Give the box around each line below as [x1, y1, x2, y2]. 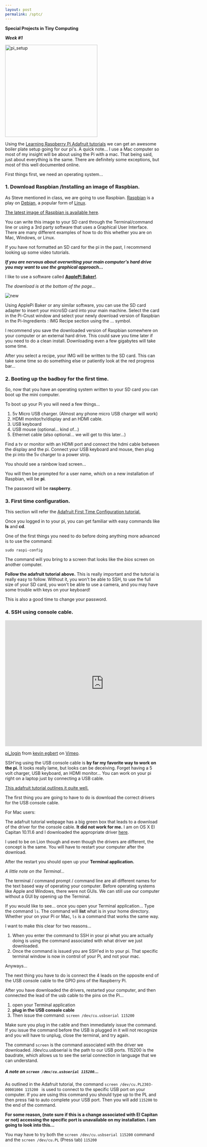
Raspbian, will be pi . [5, 476, 46, 482]
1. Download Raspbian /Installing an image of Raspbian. [5, 183, 140, 190]
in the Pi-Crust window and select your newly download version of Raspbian [5, 313, 160, 319]
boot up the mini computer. [5, 392, 60, 398]
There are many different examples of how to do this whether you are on [5, 229, 152, 235]
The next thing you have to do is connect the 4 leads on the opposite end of [5, 972, 159, 978]
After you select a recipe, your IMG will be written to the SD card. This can [5, 353, 155, 358]
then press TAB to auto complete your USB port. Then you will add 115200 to [5, 1097, 158, 1103]
